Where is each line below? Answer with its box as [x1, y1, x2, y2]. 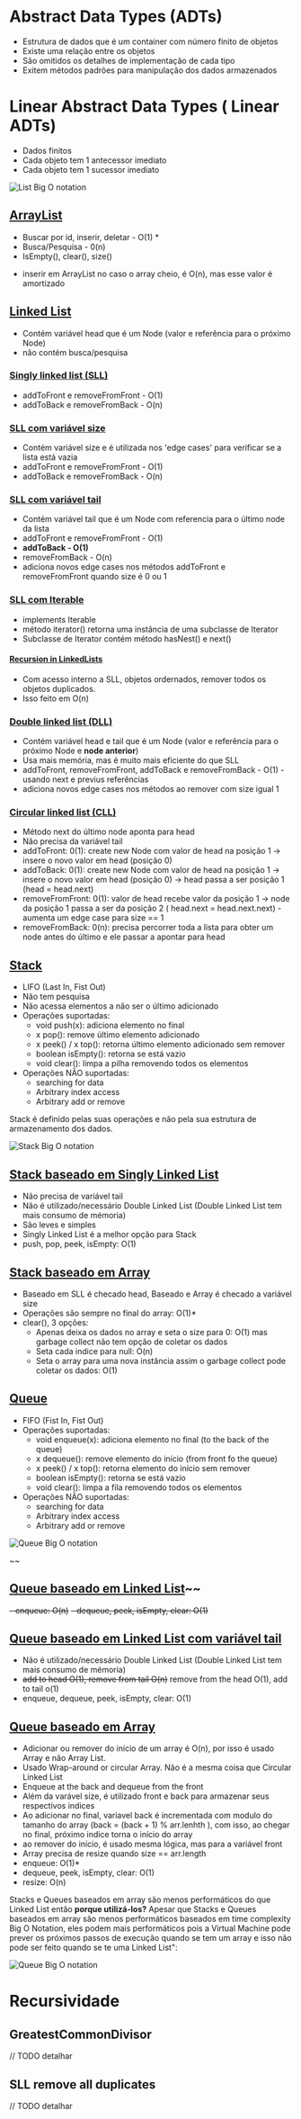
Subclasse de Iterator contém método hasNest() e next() [22, 633, 232, 644]
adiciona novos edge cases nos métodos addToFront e [22, 561, 226, 572]
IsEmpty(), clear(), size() [22, 250, 112, 262]
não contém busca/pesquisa [22, 346, 128, 357]
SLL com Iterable [9, 594, 84, 606]
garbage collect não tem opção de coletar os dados [35, 1336, 228, 1347]
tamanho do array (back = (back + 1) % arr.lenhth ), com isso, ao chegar [22, 1819, 290, 1830]
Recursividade [9, 1991, 120, 2012]
